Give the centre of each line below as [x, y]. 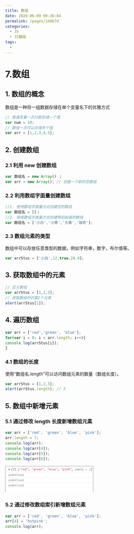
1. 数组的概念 [25, 94]
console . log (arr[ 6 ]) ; [28, 459]
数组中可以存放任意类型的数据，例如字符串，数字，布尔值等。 [68, 248]
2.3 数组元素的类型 [28, 236]
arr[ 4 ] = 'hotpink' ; [27, 522]
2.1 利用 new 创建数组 [31, 165]
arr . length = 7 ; [22, 438]
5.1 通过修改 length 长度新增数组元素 [49, 421]
